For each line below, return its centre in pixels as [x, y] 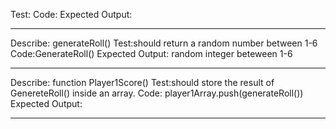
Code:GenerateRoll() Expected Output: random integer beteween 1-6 [151, 53]
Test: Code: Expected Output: [71, 14]
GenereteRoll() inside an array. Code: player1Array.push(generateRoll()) [157, 93]
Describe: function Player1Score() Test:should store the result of [142, 82]
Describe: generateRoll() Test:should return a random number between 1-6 [164, 43]
